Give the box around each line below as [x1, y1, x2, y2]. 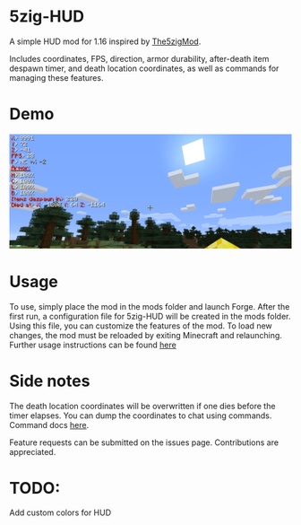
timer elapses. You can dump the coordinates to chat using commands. [9, 410, 272, 421]
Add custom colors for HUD [9, 507, 112, 518]
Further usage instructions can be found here [9, 339, 176, 350]
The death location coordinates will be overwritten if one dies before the [9, 400, 276, 411]
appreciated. [9, 446, 56, 457]
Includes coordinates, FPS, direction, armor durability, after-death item [9, 53, 270, 64]
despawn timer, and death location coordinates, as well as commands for [9, 63, 279, 74]
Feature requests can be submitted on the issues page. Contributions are [9, 437, 279, 448]
